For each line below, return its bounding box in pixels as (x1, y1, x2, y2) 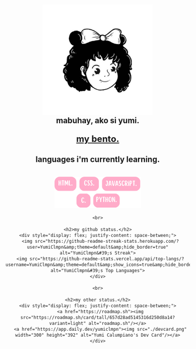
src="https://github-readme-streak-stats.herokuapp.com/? (35, 238, 179, 244)
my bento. (76, 133, 119, 144)
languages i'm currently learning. (35, 154, 160, 165)
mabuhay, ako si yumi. (56, 116, 140, 126)
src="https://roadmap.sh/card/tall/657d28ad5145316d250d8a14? (20, 314, 176, 320)
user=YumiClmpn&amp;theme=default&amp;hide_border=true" (26, 244, 169, 250)
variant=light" (49, 320, 86, 326)
